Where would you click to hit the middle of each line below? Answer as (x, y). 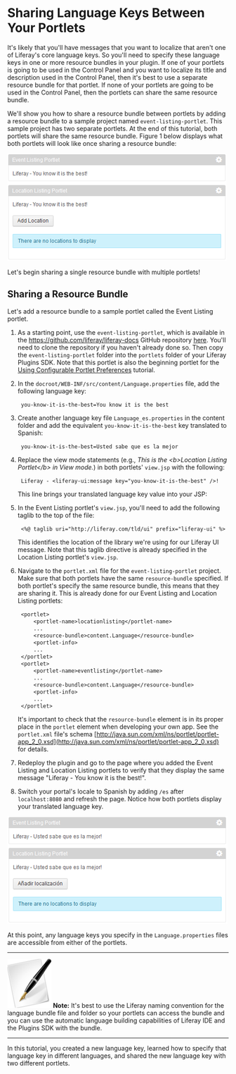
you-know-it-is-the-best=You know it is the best (95, 405)
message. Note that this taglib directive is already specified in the (112, 549)
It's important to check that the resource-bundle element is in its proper (120, 719)
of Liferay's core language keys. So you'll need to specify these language (113, 55)
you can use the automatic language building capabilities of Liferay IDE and (116, 1020)
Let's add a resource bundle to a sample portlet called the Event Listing (110, 311)
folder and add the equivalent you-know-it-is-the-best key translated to (122, 425)
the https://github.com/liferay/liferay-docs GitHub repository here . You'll (122, 340)
